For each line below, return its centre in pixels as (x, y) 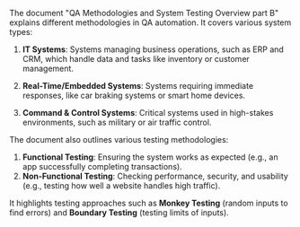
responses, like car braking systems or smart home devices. (133, 95)
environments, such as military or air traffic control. (117, 122)
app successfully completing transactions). (102, 166)
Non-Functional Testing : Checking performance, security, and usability (155, 176)
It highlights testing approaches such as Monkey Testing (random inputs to (149, 203)
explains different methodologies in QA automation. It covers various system (150, 22)
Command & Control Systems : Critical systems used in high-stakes (148, 113)
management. (48, 68)
